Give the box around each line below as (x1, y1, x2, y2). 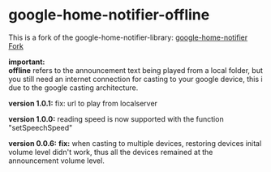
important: (8, 57, 45, 67)
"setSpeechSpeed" (8, 123, 73, 132)
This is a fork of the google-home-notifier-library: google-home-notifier (8, 32, 248, 42)
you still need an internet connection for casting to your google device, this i (8, 74, 263, 84)
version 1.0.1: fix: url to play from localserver (8, 98, 158, 108)
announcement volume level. (8, 156, 105, 166)
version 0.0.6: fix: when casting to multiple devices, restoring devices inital (8, 138, 262, 148)
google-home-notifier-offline (8, 6, 210, 24)
